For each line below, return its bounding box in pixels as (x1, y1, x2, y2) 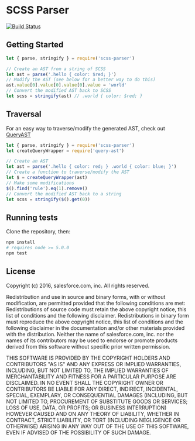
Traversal (6, 109, 42, 119)
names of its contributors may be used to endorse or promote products (6, 337, 178, 344)
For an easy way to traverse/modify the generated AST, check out (6, 125, 165, 132)
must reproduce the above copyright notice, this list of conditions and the (6, 318, 183, 325)
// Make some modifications (6, 180, 75, 186)
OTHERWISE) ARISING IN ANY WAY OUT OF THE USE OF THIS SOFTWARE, (6, 422, 189, 430)
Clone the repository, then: (6, 228, 71, 235)
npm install (6, 239, 35, 246)
